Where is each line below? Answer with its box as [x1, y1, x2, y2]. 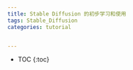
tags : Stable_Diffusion [7, 17, 78, 24]
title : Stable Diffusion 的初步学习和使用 [7, 10, 127, 18]
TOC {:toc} [17, 55, 50, 64]
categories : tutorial [7, 23, 72, 30]
